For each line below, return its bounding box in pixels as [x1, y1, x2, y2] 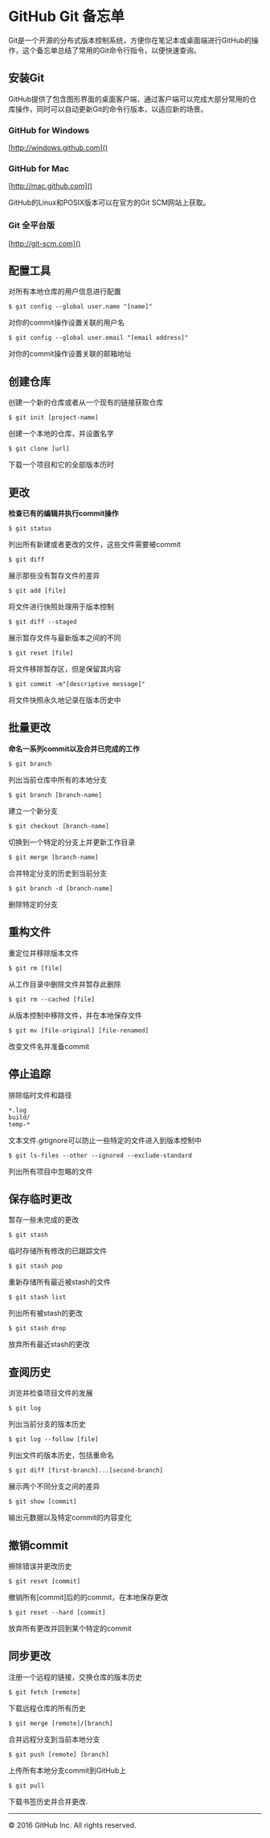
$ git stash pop [8, 1262, 63, 1270]
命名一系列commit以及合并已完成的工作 [8, 744, 141, 754]
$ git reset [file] [8, 649, 74, 657]
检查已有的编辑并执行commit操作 [8, 509, 119, 518]
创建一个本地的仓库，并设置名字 [8, 429, 114, 439]
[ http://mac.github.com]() [8, 182, 93, 191]
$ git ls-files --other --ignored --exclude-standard [8, 1151, 193, 1159]
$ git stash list [8, 1293, 67, 1301]
